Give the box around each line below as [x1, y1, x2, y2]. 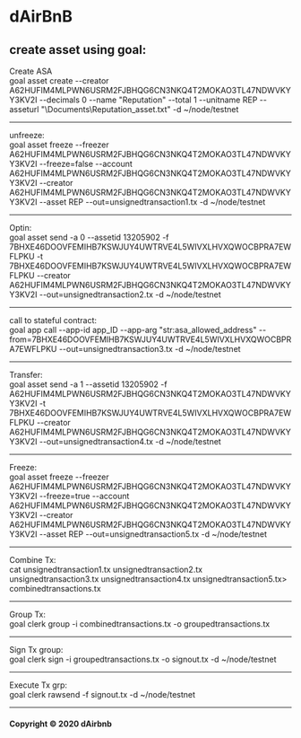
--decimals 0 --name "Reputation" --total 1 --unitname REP [39, 94, 258, 105]
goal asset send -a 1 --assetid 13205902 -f [9, 379, 168, 390]
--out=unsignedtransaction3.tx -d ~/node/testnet [58, 344, 241, 354]
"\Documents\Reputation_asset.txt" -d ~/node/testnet [40, 104, 239, 114]
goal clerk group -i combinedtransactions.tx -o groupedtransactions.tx [9, 619, 271, 629]
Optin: [9, 223, 32, 233]
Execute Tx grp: [9, 680, 68, 690]
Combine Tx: [9, 555, 56, 565]
